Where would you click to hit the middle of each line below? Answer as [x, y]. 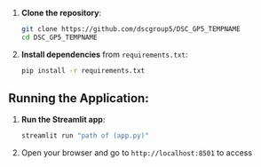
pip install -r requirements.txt [83, 70]
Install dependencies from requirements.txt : [104, 54]
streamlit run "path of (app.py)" [85, 136]
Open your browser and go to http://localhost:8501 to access [137, 153]
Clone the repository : [61, 13]
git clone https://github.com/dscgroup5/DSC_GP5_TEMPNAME [130, 29]
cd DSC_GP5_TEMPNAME [59, 37]
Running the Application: [79, 98]
